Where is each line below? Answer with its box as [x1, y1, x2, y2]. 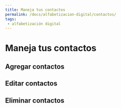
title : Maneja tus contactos [5, 7, 65, 12]
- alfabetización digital [7, 21, 61, 26]
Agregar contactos [5, 62, 64, 71]
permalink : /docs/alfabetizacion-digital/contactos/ [5, 12, 117, 17]
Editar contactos [5, 79, 58, 88]
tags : [5, 16, 16, 21]
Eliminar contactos [5, 96, 64, 105]
